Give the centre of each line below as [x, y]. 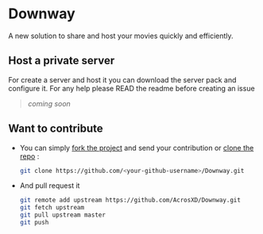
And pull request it [50, 186]
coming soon [49, 103]
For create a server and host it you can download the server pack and [122, 79]
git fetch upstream [52, 208]
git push [34, 223]
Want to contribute [56, 129]
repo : [29, 156]
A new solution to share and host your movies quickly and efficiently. [121, 36]
